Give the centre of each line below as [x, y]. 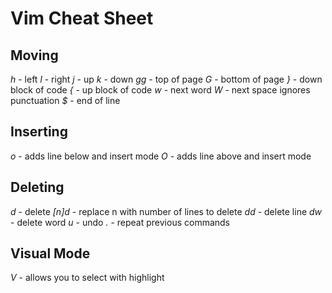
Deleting [37, 187]
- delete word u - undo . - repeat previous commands [120, 222]
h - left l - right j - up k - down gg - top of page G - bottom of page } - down [166, 79]
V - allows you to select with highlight [87, 278]
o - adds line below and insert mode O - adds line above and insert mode [161, 156]
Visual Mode [50, 253]
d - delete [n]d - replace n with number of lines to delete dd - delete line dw [166, 211]
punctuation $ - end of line [65, 100]
